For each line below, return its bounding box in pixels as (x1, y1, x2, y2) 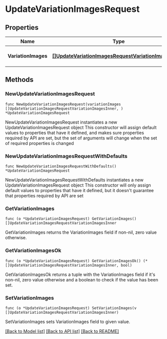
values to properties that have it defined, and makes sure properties (5, 130, 144, 136)
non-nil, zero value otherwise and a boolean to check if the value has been (5, 276, 158, 282)
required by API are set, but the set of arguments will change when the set (5, 135, 158, 141)
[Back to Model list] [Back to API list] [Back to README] (5, 328, 119, 334)
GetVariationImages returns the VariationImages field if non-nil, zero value (5, 229, 157, 235)
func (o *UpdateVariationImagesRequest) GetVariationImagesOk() (5, 258, 141, 264)
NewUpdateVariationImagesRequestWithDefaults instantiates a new (5, 177, 144, 183)
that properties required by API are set (5, 193, 83, 199)
